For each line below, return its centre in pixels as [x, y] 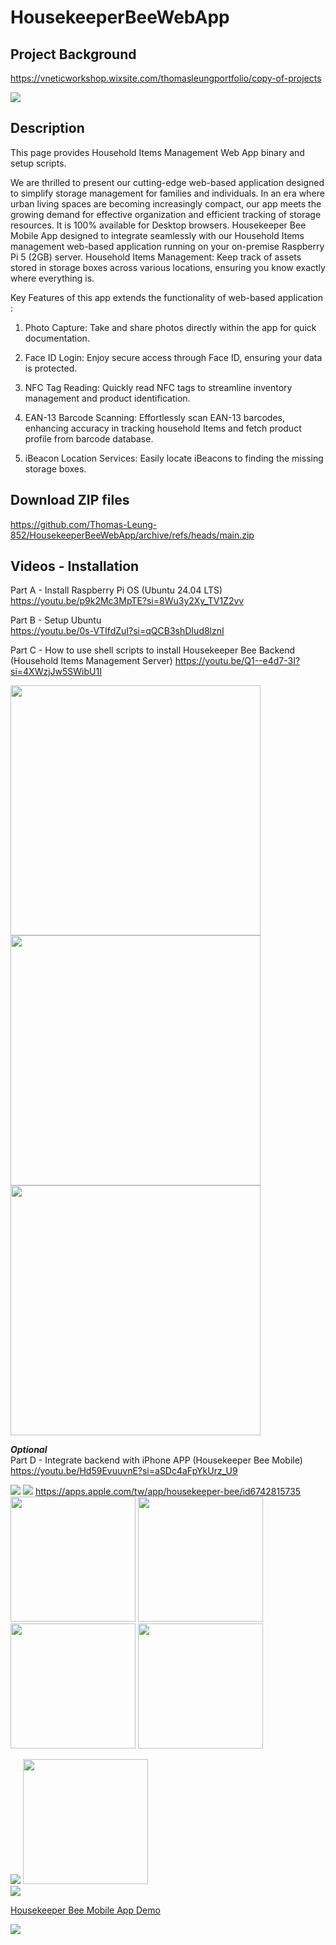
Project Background [73, 54]
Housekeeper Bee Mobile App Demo [85, 1910]
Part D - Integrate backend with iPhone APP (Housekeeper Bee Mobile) [156, 1460]
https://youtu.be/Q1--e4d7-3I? [237, 661]
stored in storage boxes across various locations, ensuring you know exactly [168, 267]
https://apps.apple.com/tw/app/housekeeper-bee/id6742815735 [168, 1492]
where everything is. [52, 278]
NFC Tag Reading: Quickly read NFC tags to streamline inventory [158, 387]
